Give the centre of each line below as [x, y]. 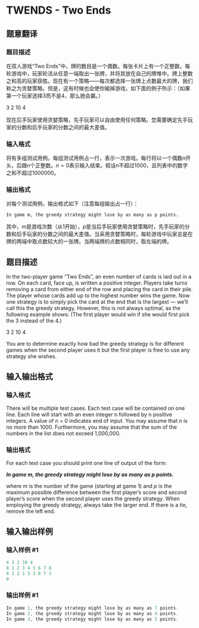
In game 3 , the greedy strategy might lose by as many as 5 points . [92, 619]
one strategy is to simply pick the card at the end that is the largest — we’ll [97, 302]
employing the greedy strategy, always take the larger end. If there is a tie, [97, 505]
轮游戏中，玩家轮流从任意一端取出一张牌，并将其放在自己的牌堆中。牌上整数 [99, 73]
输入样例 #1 [22, 550]
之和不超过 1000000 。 [33, 173]
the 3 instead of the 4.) [34, 321]
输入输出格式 [30, 376]
